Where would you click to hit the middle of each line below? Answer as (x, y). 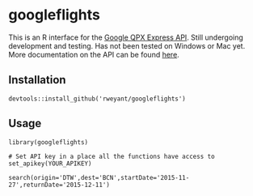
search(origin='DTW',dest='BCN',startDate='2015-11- (99, 177)
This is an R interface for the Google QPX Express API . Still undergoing (126, 37)
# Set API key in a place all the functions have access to (112, 156)
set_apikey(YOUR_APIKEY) (50, 164)
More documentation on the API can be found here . (94, 54)
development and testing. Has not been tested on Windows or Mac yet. (127, 45)
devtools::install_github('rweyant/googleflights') (97, 99)
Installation (37, 80)
